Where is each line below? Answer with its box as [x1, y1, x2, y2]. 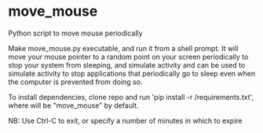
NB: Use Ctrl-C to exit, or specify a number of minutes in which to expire [8, 116, 243, 125]
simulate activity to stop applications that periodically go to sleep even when [8, 68, 256, 78]
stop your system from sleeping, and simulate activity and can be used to [8, 60, 246, 69]
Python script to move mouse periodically [8, 28, 143, 38]
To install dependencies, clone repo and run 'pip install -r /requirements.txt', [8, 92, 254, 102]
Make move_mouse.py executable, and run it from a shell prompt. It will [8, 43, 239, 53]
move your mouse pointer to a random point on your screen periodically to [8, 52, 249, 61]
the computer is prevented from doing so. [8, 77, 143, 87]
